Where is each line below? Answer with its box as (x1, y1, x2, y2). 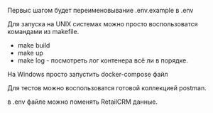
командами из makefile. (7, 28, 80, 36)
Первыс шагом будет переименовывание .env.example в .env (7, 6, 194, 14)
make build (17, 41, 50, 49)
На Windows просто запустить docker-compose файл (7, 70, 168, 78)
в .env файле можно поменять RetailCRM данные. (7, 97, 158, 106)
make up (17, 49, 44, 57)
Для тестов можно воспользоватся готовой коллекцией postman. (7, 84, 207, 92)
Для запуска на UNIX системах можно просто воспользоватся (7, 20, 198, 28)
